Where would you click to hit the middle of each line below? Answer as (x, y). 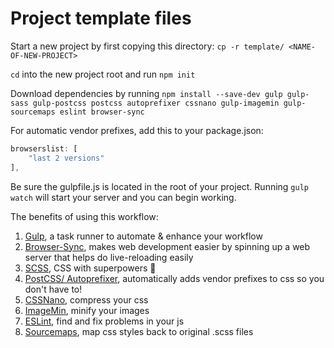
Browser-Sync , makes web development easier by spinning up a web (167, 246)
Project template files (101, 18)
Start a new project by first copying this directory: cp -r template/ (147, 46)
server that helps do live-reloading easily (109, 257)
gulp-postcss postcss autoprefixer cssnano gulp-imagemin (156, 103)
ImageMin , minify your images (87, 310)
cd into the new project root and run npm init (103, 74)
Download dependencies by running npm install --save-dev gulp (146, 93)
